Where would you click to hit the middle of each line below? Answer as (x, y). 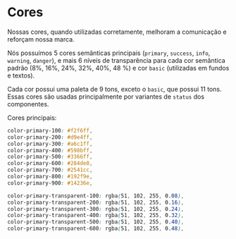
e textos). (21, 75)
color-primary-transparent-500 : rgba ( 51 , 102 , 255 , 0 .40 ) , (96, 222)
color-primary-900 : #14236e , (50, 183)
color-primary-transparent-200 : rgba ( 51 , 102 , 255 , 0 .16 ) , (96, 202)
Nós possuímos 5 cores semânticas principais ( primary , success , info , (109, 53)
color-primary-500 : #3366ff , (50, 157)
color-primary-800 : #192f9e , (50, 177)
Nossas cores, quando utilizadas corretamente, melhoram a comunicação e (117, 32)
